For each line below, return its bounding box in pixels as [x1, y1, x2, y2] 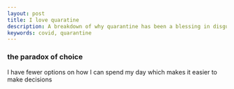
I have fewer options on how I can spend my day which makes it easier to [7, 68, 218, 76]
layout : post [7, 10, 45, 17]
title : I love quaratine [7, 17, 79, 23]
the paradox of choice [7, 52, 84, 62]
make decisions [7, 75, 52, 83]
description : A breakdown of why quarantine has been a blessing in [7, 23, 210, 30]
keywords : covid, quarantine [7, 29, 92, 37]
